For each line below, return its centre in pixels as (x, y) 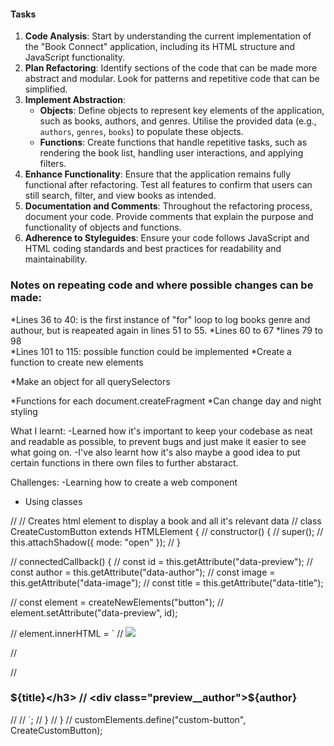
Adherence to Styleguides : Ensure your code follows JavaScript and (167, 238)
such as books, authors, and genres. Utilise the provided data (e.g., (178, 121)
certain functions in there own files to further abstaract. (124, 462)
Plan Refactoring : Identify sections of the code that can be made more (171, 68)
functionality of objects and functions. (103, 227)
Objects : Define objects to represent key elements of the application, (182, 111)
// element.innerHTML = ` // (67, 633)
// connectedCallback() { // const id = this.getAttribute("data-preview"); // (161, 561)
